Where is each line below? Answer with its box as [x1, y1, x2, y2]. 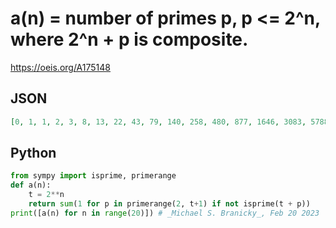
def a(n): [10, 180, 52, 191]
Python [10, 145, 57, 162]
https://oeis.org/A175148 [10, 61, 111, 73]
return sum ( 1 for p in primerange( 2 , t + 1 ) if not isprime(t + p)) [28, 199, 311, 209]
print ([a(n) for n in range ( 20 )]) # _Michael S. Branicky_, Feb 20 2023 [10, 208, 320, 218]
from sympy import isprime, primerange [10, 171, 177, 181]
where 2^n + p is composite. [10, 28, 249, 51]
